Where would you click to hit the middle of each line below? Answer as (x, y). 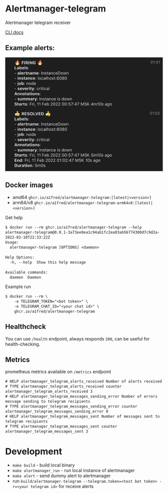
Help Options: (20, 257)
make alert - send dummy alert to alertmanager (61, 476)
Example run (18, 286)
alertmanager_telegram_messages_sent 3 (47, 431)
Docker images (29, 185)
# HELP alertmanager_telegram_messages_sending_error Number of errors (81, 396)
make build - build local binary (43, 465)
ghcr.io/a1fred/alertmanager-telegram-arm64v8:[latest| (94, 203)
